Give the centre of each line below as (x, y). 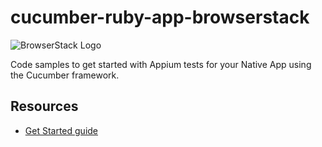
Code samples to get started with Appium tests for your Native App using (161, 64)
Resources (44, 106)
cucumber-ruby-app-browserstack (160, 17)
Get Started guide (61, 130)
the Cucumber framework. (65, 75)
